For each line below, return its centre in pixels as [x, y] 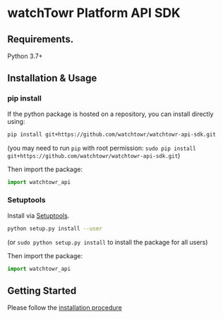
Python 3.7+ [25, 56]
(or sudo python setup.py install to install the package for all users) [108, 242]
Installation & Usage [52, 78]
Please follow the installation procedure [65, 308]
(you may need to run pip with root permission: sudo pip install [102, 148]
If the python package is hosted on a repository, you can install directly [110, 114]
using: [16, 121]
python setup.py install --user [55, 228]
